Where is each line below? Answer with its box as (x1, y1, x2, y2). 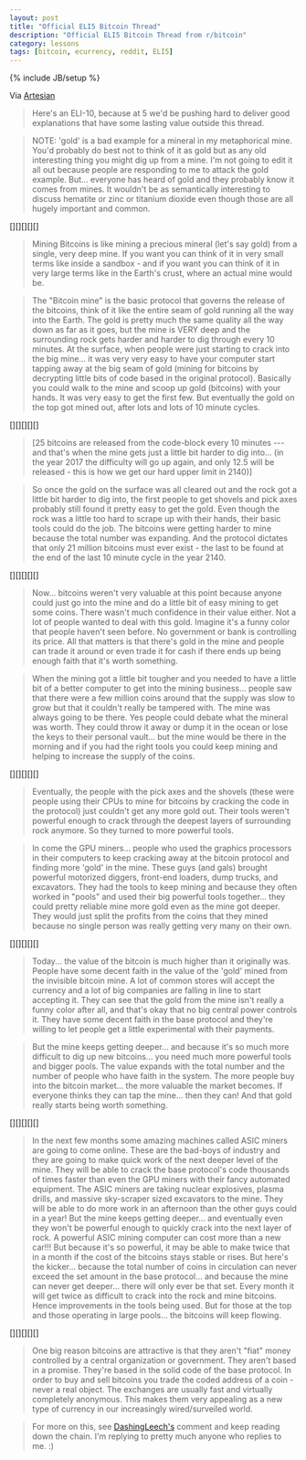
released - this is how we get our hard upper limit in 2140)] (31, 467, 253, 478)
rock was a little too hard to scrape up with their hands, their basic (31, 513, 281, 524)
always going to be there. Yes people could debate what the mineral (31, 712, 289, 723)
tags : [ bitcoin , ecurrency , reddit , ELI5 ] (9, 48, 174, 57)
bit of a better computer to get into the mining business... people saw (31, 682, 292, 694)
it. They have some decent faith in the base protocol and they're (31, 1014, 274, 1025)
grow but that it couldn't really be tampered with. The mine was (31, 703, 271, 714)
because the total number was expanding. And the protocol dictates (31, 533, 288, 544)
